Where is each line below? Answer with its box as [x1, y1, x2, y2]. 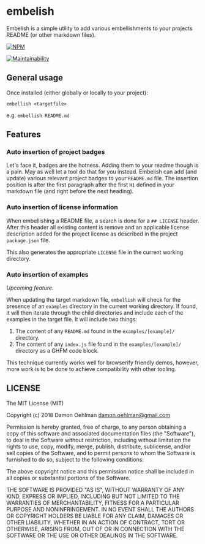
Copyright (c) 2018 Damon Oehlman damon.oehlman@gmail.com [6, 411, 170, 418]
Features [6, 129, 41, 140]
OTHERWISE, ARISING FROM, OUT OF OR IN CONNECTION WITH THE [6, 525, 185, 532]
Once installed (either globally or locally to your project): [6, 89, 148, 96]
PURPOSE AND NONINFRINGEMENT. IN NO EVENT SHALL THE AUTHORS [6, 505, 195, 513]
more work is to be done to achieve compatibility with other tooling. [6, 366, 176, 373]
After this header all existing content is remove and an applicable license [6, 223, 190, 231]
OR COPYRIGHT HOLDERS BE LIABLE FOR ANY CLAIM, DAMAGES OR [6, 512, 184, 519]
